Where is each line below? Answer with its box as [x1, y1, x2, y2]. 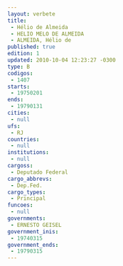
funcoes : [7, 201, 33, 209]
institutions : [7, 149, 50, 156]
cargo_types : [7, 189, 46, 196]
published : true [7, 43, 55, 50]
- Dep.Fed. [10, 182, 43, 189]
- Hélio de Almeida [10, 23, 69, 31]
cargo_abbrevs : [7, 175, 53, 182]
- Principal [10, 195, 46, 202]
